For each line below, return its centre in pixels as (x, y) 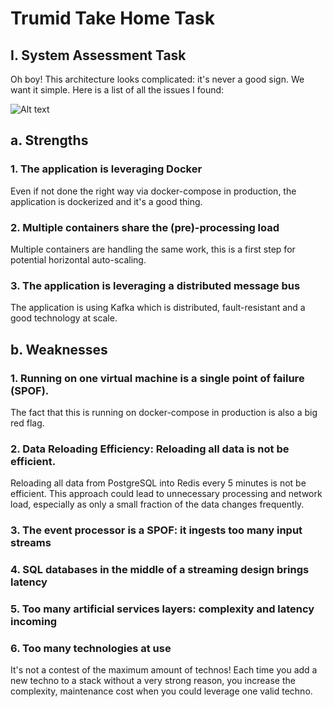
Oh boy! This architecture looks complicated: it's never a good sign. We (157, 79)
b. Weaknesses (59, 349)
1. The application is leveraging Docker (106, 169)
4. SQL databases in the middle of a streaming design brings (160, 570)
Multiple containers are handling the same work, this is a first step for (153, 249)
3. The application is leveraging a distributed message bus (155, 285)
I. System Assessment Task (98, 55)
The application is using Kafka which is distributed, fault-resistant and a (158, 308)
